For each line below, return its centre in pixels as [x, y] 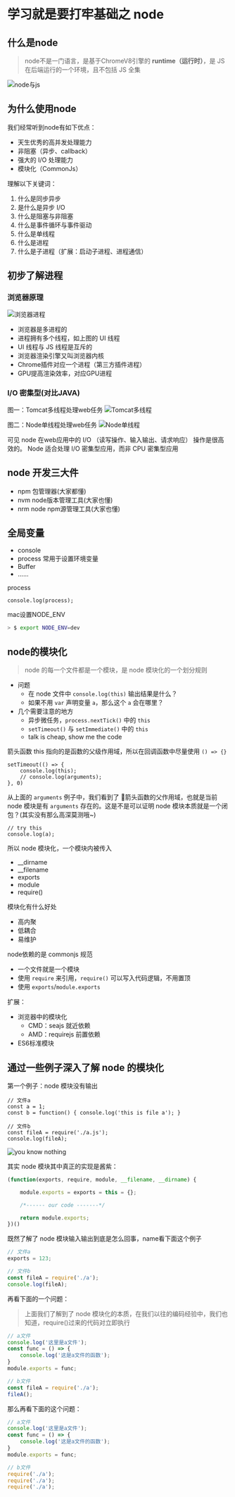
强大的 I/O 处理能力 [45, 160]
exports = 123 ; [30, 1259]
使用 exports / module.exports [59, 987]
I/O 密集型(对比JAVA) [44, 393]
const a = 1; [26, 1106]
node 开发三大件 [43, 473]
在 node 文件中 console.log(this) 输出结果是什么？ [103, 694]
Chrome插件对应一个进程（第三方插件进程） [82, 364]
